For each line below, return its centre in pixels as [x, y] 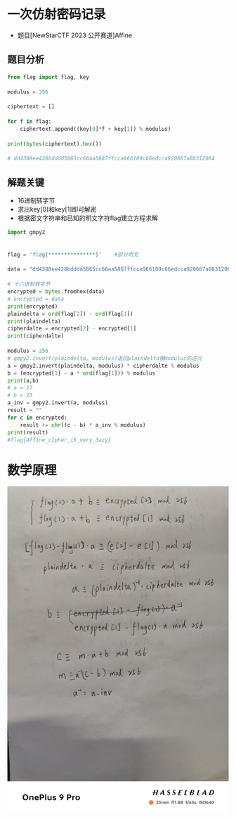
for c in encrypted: [38, 418]
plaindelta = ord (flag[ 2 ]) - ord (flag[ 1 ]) [70, 314]
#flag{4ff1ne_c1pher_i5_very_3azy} [59, 440]
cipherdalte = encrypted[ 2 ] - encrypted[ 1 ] [72, 329]
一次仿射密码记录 [57, 14]
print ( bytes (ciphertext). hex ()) [54, 144]
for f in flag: [29, 122]
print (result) [28, 432]
